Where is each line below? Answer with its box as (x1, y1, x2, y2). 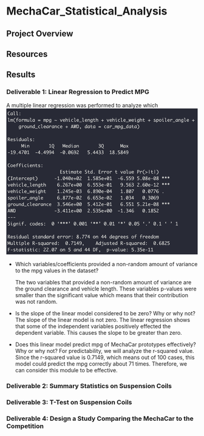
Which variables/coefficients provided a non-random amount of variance (15, 260, 198, 267)
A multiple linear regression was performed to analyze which (6, 101, 158, 109)
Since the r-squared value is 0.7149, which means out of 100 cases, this (15, 354, 195, 361)
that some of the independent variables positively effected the (15, 323, 171, 330)
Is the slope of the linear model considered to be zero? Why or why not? (15, 309, 195, 317)
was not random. (15, 298, 58, 305)
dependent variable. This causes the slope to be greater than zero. (15, 329, 182, 336)
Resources (6, 49, 48, 59)
